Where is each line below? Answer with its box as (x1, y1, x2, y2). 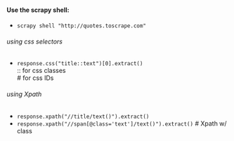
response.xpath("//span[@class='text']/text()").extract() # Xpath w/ (16, 119, 227, 128)
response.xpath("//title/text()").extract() (16, 113, 150, 120)
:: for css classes (16, 67, 66, 75)
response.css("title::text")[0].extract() (16, 60, 143, 67)
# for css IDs (16, 74, 54, 82)
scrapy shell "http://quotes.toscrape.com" (16, 22, 147, 29)
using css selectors (6, 37, 63, 46)
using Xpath (6, 90, 42, 98)
